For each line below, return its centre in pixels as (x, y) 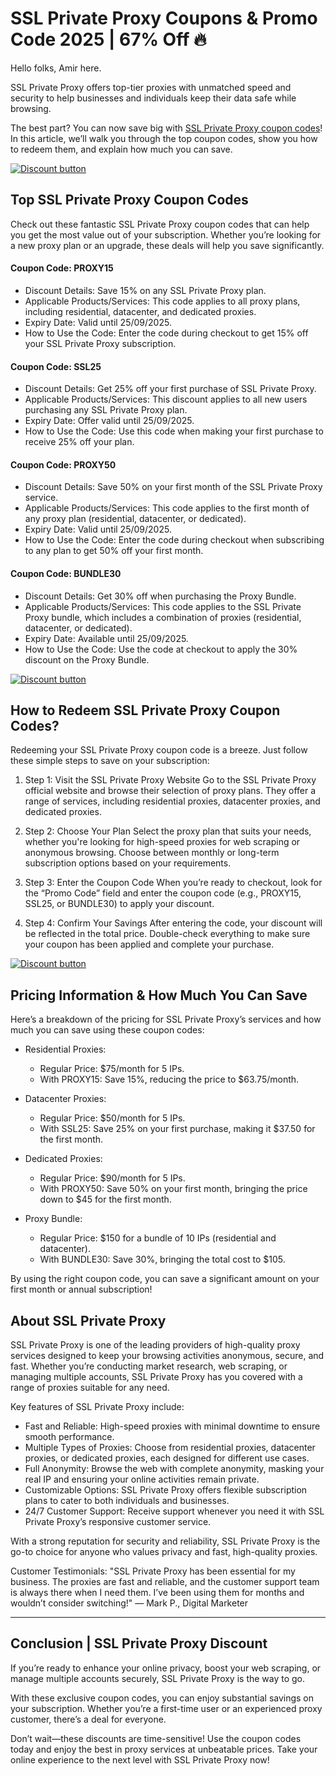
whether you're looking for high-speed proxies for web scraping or (162, 842)
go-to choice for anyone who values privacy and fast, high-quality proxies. (164, 1551)
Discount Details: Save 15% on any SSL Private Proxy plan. (145, 290)
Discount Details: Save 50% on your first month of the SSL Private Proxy (173, 487)
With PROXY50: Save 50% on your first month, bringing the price (173, 1189)
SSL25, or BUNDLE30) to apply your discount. (119, 904)
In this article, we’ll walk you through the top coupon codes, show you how (164, 138)
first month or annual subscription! (81, 1289)
